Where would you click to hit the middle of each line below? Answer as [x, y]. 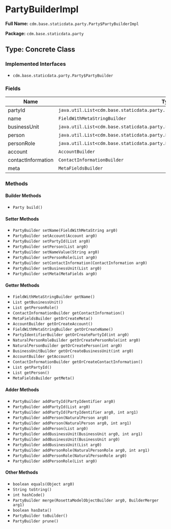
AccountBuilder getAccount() [44, 357]
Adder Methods [22, 390]
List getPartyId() [32, 368]
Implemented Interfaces [36, 64]
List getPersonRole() [35, 308]
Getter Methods [22, 285]
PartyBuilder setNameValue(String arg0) [56, 252]
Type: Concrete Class [40, 50]
